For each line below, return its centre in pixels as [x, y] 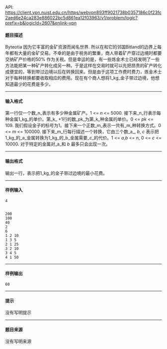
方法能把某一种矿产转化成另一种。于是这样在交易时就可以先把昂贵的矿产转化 [83, 66]
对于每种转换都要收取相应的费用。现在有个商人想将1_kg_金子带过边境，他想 [83, 78]
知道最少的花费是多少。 [29, 84]
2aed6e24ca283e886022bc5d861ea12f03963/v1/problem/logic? [72, 18]
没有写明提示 [18, 313]
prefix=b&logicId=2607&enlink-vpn [41, 23]
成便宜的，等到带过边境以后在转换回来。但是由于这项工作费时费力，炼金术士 [83, 72]
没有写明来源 [18, 342]
